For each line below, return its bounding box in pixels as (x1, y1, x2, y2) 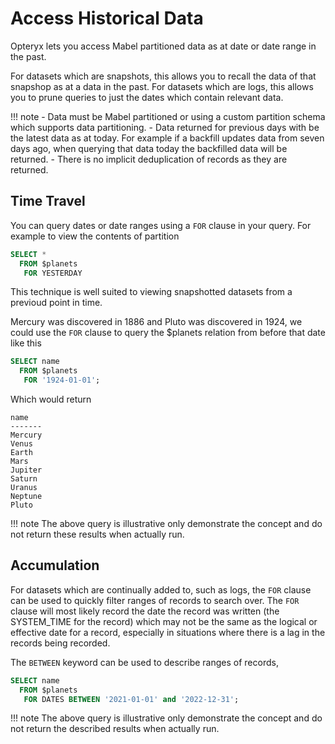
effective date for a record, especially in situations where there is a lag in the (10, 626, 326, 638)
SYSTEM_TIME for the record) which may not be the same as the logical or (10, 615, 318, 627)
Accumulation (10, 557, 100, 574)
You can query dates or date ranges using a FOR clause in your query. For (10, 219, 312, 231)
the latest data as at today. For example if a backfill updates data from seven (10, 132, 325, 144)
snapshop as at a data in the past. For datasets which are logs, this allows (10, 80, 314, 92)
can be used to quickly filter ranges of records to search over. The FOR (10, 594, 300, 606)
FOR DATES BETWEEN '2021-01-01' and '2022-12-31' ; (23, 694, 240, 704)
